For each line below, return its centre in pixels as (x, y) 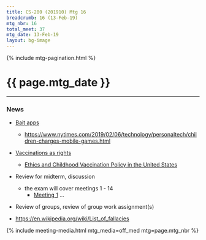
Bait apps (27, 122)
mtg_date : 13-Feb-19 (33, 35)
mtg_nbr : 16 (21, 23)
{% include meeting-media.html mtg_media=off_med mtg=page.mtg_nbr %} (103, 231)
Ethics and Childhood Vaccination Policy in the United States (101, 165)
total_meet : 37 (26, 29)
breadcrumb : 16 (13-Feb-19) (42, 18)
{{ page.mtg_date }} (58, 83)
